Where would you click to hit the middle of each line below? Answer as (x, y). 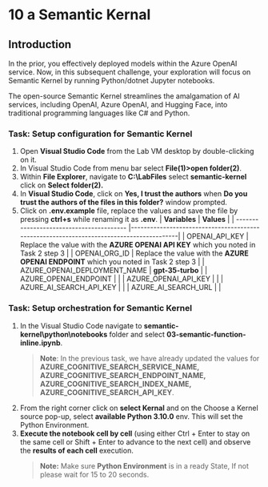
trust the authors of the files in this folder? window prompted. (124, 203)
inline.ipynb (40, 343)
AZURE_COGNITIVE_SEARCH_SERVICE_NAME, (120, 367)
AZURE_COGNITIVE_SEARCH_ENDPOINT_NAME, (123, 375)
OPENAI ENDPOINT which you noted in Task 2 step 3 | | (112, 262)
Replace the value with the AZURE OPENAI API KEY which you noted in (138, 245)
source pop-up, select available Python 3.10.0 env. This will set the (131, 416)
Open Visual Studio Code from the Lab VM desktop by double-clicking (137, 151)
